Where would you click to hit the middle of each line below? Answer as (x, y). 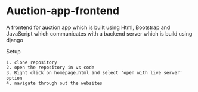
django (15, 40)
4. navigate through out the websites (54, 83)
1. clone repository (32, 62)
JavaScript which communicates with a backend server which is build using (99, 33)
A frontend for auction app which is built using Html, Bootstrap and (88, 27)
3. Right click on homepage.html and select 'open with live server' (95, 72)
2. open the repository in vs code (50, 67)
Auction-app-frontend (63, 11)
